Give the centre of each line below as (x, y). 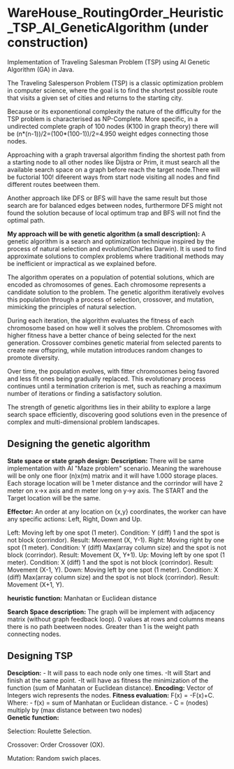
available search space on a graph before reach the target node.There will (114, 169)
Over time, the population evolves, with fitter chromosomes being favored (113, 371)
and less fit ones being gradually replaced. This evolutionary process (107, 379)
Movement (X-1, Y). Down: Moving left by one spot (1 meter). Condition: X (113, 570)
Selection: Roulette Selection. (50, 731)
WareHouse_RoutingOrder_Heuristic (116, 13)
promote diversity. (34, 358)
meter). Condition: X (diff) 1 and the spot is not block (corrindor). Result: (111, 562)
